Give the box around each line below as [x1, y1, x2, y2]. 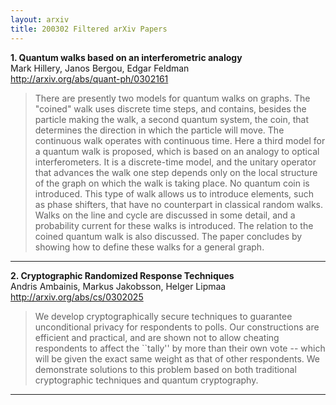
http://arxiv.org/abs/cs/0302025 [10, 291, 144, 303]
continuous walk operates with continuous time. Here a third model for [34, 134, 326, 146]
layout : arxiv [10, 14, 70, 25]
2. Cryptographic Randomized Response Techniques [10, 269, 235, 281]
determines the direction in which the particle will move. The [34, 124, 285, 136]
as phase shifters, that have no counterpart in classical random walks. [34, 198, 323, 210]
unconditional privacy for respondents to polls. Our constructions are [34, 321, 320, 333]
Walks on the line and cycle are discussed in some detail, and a [34, 209, 296, 221]
